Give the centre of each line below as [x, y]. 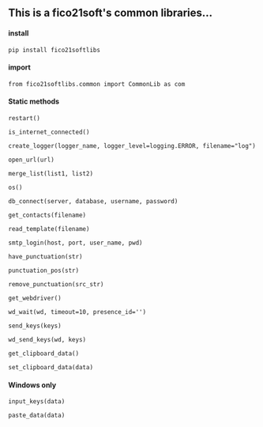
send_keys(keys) [35, 326]
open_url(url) [32, 160]
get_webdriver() [35, 298]
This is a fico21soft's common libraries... [111, 13]
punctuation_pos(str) [44, 270]
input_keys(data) [37, 402]
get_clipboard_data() [44, 353]
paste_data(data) [37, 416]
